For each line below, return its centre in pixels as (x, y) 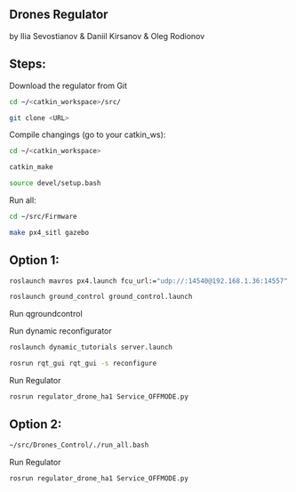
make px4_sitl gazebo (49, 232)
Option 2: (36, 425)
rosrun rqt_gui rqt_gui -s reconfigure (83, 364)
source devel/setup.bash (55, 183)
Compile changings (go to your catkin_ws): (88, 135)
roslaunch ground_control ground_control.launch (101, 297)
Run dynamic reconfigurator (61, 331)
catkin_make (31, 167)
